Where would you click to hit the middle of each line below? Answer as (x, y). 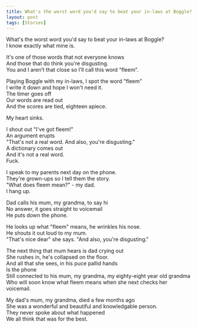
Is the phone (21, 270)
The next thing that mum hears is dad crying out (65, 251)
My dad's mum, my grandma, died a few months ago (71, 300)
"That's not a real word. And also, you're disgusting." (71, 142)
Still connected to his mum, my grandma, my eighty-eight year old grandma (98, 276)
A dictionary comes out (35, 148)
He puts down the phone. (37, 215)
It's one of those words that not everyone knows (65, 57)
